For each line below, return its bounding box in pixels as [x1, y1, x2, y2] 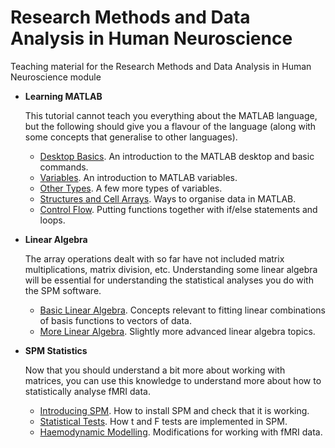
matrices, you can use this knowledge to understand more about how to [24, 374, 322, 386]
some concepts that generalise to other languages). [24, 131, 238, 143]
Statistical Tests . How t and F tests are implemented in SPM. [39, 415, 288, 427]
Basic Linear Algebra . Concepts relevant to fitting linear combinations [39, 304, 326, 316]
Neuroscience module [10, 71, 102, 83]
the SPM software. [24, 284, 102, 296]
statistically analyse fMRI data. [24, 385, 152, 397]
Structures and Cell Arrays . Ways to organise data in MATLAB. [39, 192, 297, 205]
